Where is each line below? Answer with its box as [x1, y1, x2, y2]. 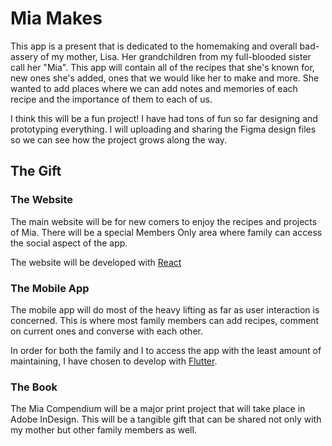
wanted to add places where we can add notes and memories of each [10, 82, 298, 94]
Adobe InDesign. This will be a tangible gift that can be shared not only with [10, 413, 322, 426]
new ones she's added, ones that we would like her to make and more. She [10, 72, 320, 84]
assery [10, 50, 39, 62]
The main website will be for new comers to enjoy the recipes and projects [10, 215, 318, 227]
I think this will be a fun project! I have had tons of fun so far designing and [10, 112, 318, 124]
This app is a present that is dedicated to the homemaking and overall [10, 40, 298, 52]
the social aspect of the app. [10, 237, 128, 249]
